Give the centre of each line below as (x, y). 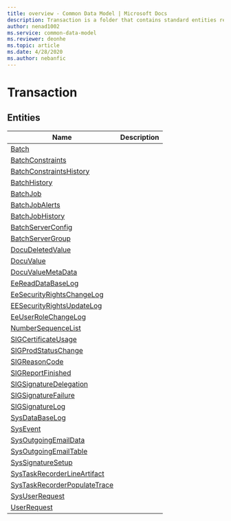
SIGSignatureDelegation (49, 384)
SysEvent (26, 429)
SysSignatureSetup (42, 462)
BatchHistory (32, 182)
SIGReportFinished (41, 373)
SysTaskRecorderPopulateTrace (62, 484)
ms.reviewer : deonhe (37, 39)
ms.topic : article (33, 45)
